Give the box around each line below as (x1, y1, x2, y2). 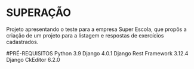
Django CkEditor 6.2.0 (6, 56, 61, 63)
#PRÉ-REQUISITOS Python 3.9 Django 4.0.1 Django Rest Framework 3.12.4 (6, 49, 189, 57)
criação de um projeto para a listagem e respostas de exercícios (6, 32, 164, 39)
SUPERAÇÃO (6, 6, 72, 20)
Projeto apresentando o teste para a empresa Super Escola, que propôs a (6, 26, 187, 33)
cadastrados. (6, 38, 39, 45)
